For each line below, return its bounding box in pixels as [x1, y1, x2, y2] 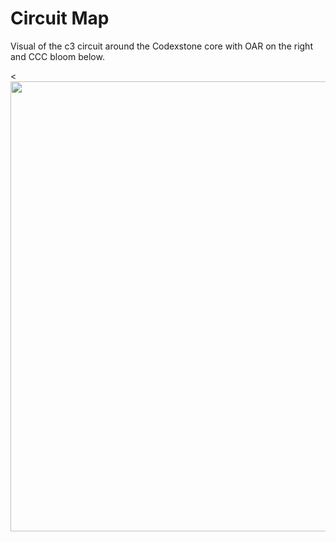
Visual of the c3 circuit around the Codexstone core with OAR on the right [10, 40, 313, 52]
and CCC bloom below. [10, 50, 105, 62]
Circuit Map [10, 7, 110, 30]
